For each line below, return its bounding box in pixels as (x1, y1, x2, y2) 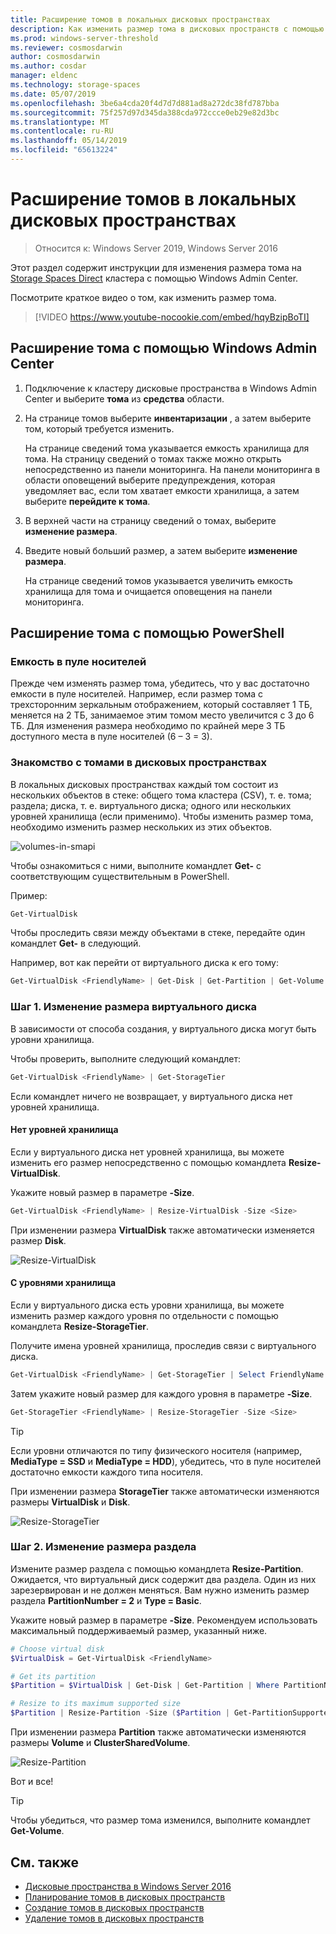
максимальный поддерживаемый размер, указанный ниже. (10, 1624, 268, 1636)
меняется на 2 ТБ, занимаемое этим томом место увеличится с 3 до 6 (10, 709, 315, 721)
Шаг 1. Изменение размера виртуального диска (10, 1000, 258, 1014)
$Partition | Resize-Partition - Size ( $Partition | (10, 1708, 230, 1718)
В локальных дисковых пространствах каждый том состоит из (10, 778, 279, 790)
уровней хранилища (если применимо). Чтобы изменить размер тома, (10, 810, 314, 822)
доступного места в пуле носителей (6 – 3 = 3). (10, 731, 213, 743)
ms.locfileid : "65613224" (10, 145, 118, 155)
